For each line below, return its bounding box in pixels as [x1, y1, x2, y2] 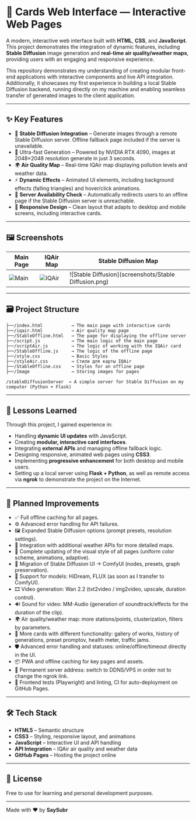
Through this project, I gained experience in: [6, 421, 113, 428]
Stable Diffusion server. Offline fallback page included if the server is [14, 136, 181, 143]
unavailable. [14, 142, 44, 149]
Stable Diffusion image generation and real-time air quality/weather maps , [6, 49, 189, 56]
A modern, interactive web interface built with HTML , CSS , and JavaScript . [6, 37, 187, 44]
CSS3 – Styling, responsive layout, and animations [14, 732, 136, 739]
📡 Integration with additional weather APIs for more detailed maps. [14, 542, 174, 549]
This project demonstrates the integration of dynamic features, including [6, 43, 180, 50]
